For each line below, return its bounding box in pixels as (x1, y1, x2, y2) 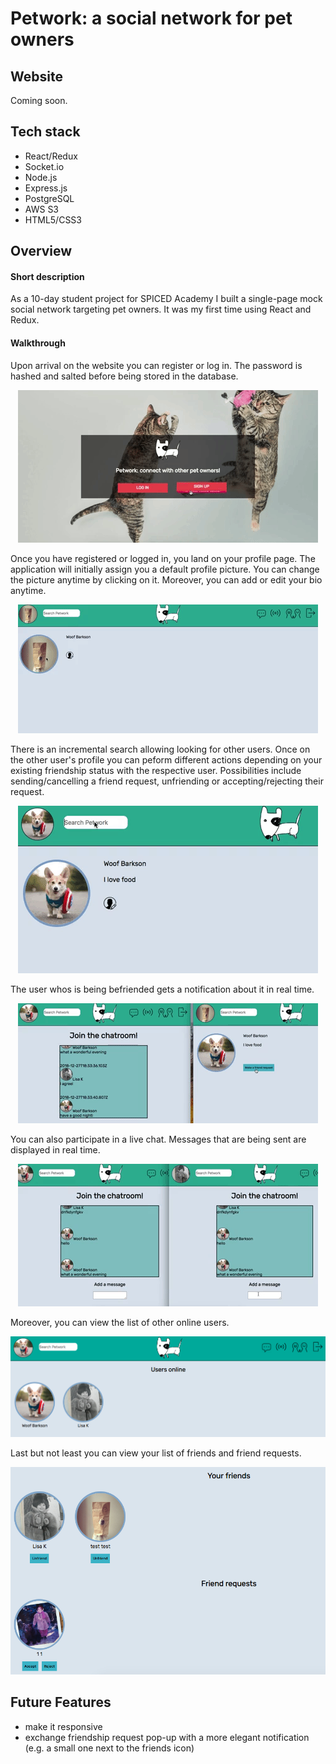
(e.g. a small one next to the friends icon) (24, 1742, 195, 1754)
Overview (10, 243, 73, 260)
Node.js (24, 171, 58, 183)
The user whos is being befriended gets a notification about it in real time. (10, 983, 315, 995)
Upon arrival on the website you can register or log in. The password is (10, 359, 303, 371)
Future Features (10, 1694, 112, 1711)
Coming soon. (10, 95, 68, 106)
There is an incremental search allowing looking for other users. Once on (10, 743, 311, 755)
